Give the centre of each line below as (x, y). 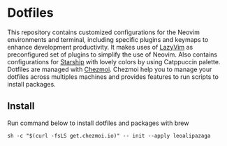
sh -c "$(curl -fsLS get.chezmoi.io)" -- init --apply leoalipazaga (109, 136)
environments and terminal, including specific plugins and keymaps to (108, 39)
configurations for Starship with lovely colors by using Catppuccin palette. (114, 61)
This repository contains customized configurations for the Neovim (104, 32)
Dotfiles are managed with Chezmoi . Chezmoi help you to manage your (110, 69)
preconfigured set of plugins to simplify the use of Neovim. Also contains (112, 54)
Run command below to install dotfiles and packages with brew (98, 123)
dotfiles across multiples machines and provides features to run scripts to (113, 76)
